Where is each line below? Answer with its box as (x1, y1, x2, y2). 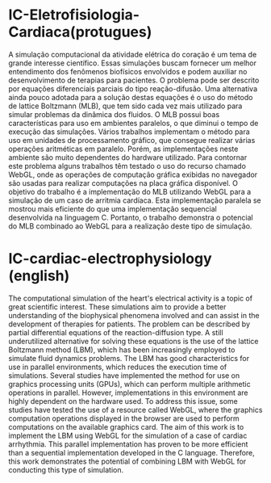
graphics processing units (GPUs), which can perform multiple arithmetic (8, 379, 252, 388)
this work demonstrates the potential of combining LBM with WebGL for (8, 456, 247, 466)
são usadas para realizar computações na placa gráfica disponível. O (8, 178, 239, 187)
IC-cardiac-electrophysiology (8, 250, 212, 268)
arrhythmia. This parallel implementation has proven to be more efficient (8, 439, 248, 449)
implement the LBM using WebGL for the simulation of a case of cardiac (8, 430, 248, 440)
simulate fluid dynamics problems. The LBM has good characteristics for (8, 353, 250, 363)
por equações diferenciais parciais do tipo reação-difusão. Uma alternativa (8, 83, 258, 94)
